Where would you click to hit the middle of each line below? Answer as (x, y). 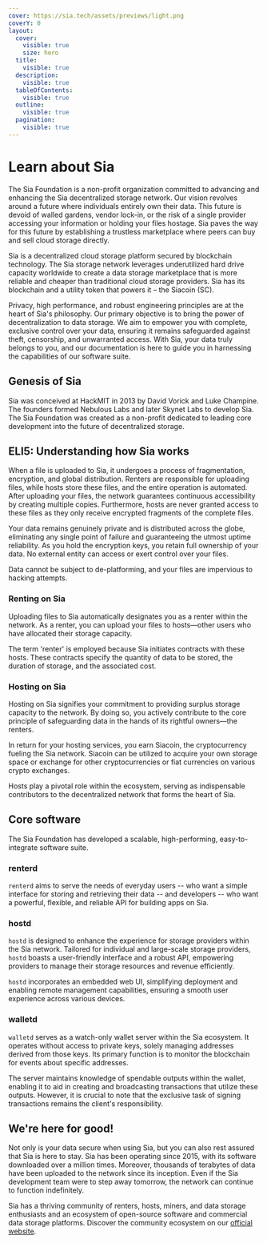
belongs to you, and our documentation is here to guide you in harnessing (130, 347)
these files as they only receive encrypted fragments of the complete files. (131, 513)
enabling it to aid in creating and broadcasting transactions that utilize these (133, 1086)
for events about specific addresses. (69, 1062)
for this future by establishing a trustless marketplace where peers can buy (132, 231)
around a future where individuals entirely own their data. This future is (125, 206)
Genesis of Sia (45, 381)
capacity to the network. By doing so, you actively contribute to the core (127, 712)
